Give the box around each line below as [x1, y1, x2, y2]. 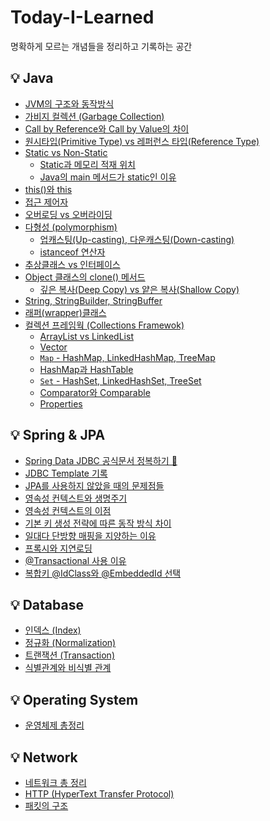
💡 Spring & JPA [10, 427, 106, 444]
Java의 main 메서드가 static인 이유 [39, 171, 177, 183]
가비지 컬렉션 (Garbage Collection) [24, 110, 165, 122]
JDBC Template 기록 [24, 467, 108, 479]
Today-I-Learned [10, 6, 155, 29]
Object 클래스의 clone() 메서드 [24, 271, 146, 283]
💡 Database [10, 596, 84, 613]
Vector [39, 341, 68, 353]
